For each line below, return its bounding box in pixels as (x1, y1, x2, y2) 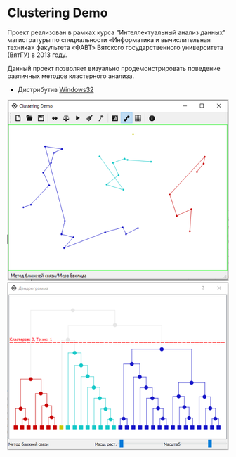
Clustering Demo (7, 5, 108, 21)
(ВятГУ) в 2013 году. (7, 51, 68, 59)
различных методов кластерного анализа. (7, 72, 135, 80)
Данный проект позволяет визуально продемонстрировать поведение (7, 64, 221, 72)
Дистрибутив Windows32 (17, 85, 94, 94)
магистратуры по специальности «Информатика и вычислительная (7, 35, 211, 44)
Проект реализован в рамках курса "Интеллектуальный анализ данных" (7, 28, 226, 37)
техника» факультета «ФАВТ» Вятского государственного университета (7, 43, 223, 51)
